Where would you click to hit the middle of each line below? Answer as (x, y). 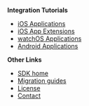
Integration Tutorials (37, 10)
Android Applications (48, 46)
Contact (29, 95)
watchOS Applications (49, 39)
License (29, 88)
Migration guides (42, 81)
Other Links (25, 60)
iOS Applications (41, 24)
